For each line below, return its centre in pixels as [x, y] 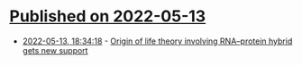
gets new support [55, 50]
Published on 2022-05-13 [108, 16]
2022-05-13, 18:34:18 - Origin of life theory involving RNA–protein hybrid [157, 41]
